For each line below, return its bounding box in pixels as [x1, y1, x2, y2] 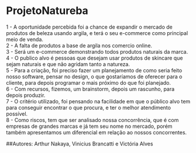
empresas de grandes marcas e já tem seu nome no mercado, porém [6, 123, 173, 130]
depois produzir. [6, 92, 46, 99]
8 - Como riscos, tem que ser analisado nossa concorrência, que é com [6, 116, 179, 123]
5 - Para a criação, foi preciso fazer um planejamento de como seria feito [6, 67, 183, 74]
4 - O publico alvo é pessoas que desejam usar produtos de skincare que [6, 54, 183, 61]
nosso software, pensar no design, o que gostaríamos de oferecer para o [6, 73, 183, 80]
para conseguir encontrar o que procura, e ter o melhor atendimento [6, 104, 171, 111]
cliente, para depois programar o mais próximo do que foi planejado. [6, 79, 171, 86]
